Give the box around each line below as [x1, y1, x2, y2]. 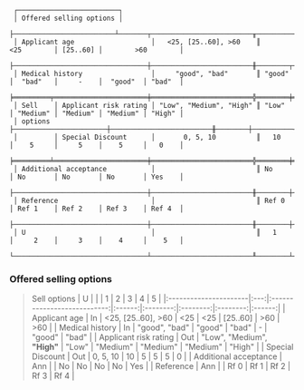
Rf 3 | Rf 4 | [31, 370, 75, 382]
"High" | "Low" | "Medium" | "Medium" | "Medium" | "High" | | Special [31, 342, 294, 353]
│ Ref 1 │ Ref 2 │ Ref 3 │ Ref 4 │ [9, 204, 184, 213]
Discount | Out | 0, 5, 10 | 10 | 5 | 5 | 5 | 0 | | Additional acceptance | [31, 351, 282, 362]
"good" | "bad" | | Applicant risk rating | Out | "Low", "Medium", [31, 332, 268, 343]
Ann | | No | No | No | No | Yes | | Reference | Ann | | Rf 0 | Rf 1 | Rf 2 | [31, 361, 291, 372]
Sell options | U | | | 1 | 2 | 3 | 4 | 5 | [31, 293, 162, 305]
